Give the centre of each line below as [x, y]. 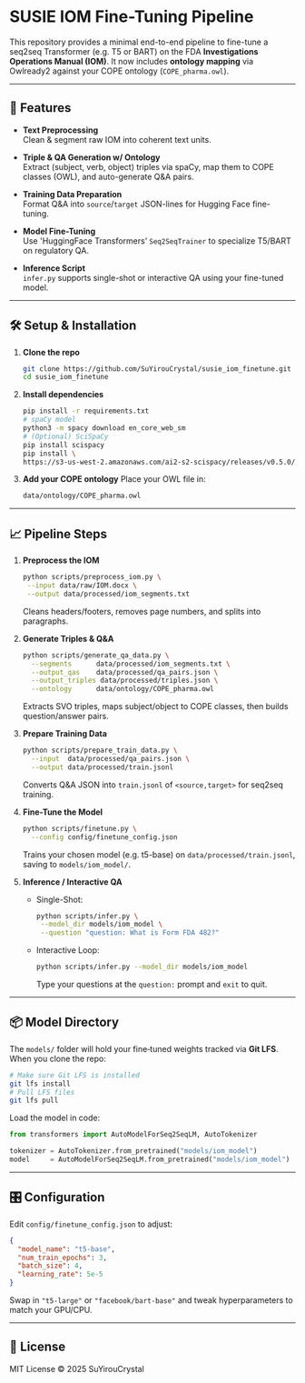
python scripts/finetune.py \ [80, 828]
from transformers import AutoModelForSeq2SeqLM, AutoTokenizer [133, 1135]
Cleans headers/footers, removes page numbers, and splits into [142, 611]
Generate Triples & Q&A [68, 638]
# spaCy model [49, 420]
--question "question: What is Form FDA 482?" [130, 933]
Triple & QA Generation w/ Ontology [91, 157]
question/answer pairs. [65, 717]
